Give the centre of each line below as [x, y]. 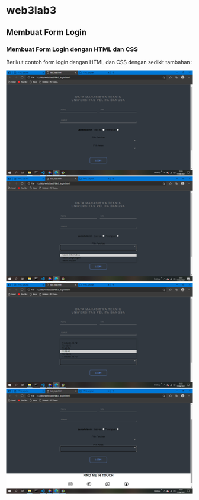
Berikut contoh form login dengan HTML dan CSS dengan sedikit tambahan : [100, 62]
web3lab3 [31, 10]
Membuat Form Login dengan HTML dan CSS [72, 49]
